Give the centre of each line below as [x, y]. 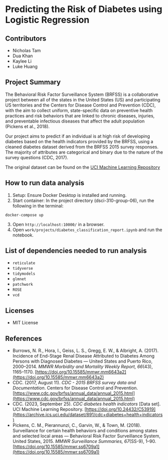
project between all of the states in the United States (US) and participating [83, 99]
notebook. [23, 235]
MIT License [25, 323]
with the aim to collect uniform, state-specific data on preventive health [79, 110]
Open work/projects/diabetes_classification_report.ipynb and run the [87, 229]
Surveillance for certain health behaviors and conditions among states [85, 431]
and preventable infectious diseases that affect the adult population [75, 121]
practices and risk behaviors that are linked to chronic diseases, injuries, [80, 116]
